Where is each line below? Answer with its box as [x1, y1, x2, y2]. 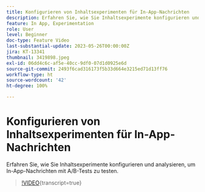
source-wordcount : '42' [6, 77, 67, 83]
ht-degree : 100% [6, 83, 48, 89]
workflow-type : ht [6, 72, 53, 78]
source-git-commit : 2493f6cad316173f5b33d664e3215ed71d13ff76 [6, 65, 168, 72]
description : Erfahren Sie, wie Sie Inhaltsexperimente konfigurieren [6, 15, 190, 21]
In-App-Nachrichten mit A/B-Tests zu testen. [6, 167, 119, 174]
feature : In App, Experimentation [6, 20, 95, 26]
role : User [6, 26, 34, 32]
